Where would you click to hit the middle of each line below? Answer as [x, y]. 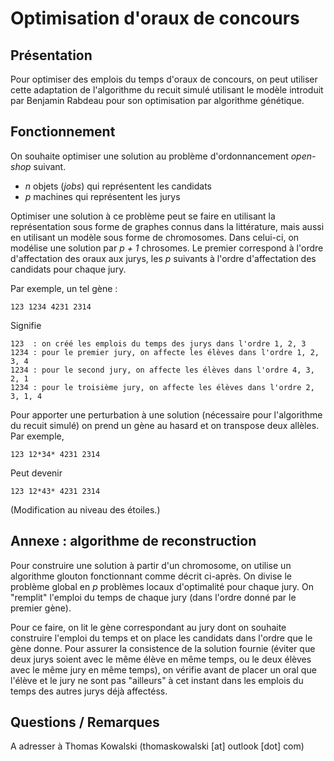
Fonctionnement [63, 132]
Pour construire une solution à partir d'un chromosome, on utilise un [151, 565]
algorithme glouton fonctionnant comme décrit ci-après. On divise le [151, 576]
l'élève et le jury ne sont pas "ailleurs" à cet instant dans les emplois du [157, 680]
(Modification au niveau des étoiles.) [85, 509]
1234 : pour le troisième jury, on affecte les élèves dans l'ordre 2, [162, 387]
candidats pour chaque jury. [68, 269]
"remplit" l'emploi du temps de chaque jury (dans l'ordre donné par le [153, 597]
